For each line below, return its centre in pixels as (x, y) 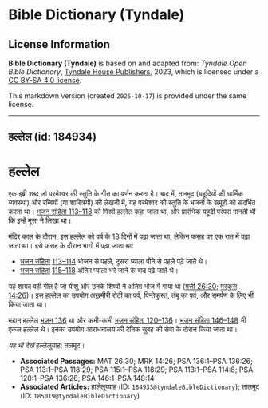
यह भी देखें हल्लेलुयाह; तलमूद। (47, 346)
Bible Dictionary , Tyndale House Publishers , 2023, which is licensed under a (134, 72)
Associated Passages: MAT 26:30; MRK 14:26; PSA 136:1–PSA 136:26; (136, 362)
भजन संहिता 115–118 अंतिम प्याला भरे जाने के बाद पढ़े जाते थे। (99, 271)
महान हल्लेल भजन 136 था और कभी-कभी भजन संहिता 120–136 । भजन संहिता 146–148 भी (127, 320)
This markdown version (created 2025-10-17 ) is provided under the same (128, 96)
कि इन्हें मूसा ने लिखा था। (40, 220)
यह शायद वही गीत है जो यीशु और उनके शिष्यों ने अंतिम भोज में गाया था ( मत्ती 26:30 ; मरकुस (123, 287)
